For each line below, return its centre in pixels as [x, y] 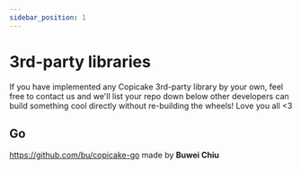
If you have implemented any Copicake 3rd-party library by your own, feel [146, 87]
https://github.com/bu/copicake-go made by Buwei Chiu [115, 155]
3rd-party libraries [80, 61]
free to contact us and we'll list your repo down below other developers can [149, 96]
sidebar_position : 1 [48, 17]
